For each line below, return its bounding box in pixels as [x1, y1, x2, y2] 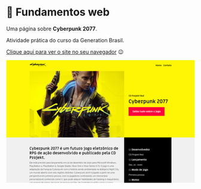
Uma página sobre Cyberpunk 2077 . [6, 25, 98, 32]
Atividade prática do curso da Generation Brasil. [6, 36, 124, 44]
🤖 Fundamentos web [6, 5, 110, 19]
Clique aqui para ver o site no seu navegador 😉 [6, 48, 124, 55]
